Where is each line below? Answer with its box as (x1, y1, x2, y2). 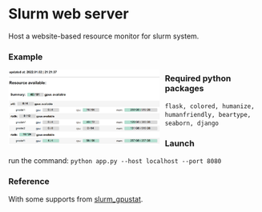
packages (164, 82, 204, 94)
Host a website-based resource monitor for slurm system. (8, 31, 200, 41)
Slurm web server (8, 5, 130, 23)
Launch (164, 138, 195, 149)
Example (8, 51, 43, 62)
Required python (164, 73, 232, 84)
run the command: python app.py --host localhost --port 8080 (8, 156, 222, 166)
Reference (8, 176, 50, 187)
